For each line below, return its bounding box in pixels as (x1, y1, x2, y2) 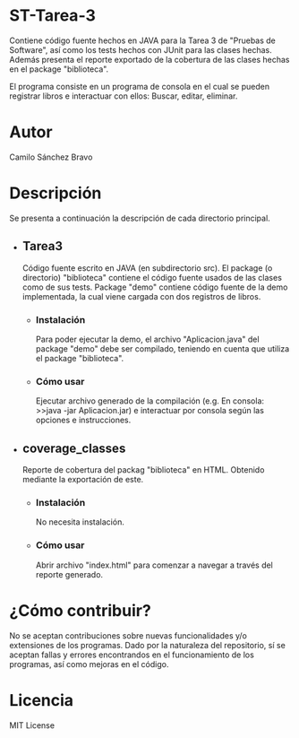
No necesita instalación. (35, 517, 125, 527)
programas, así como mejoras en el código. (9, 658, 169, 669)
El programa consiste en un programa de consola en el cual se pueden (9, 81, 270, 91)
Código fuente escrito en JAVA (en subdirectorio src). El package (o (21, 262, 273, 273)
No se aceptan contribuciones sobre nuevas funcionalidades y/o (9, 629, 248, 641)
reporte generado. (35, 569, 104, 579)
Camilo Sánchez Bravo (9, 152, 93, 162)
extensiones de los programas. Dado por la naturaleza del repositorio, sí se (9, 639, 286, 650)
